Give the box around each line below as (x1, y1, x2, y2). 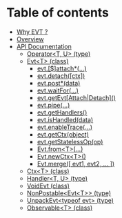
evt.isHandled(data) (37, 115, 94, 123)
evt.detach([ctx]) (37, 71, 85, 80)
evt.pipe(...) (37, 101, 70, 109)
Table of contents (6, 5, 110, 21)
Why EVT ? (16, 28, 48, 36)
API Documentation (16, 42, 72, 50)
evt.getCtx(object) (37, 130, 89, 139)
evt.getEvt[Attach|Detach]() (37, 93, 116, 101)
